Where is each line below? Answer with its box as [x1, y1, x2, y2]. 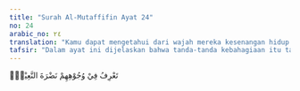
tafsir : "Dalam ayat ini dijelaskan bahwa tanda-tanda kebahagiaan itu [9, 46, 281, 55]
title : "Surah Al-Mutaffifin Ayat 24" [9, 12, 154, 22]
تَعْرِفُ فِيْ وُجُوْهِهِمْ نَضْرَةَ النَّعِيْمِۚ [9, 70, 119, 80]
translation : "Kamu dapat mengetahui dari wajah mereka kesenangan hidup [9, 37, 290, 47]
